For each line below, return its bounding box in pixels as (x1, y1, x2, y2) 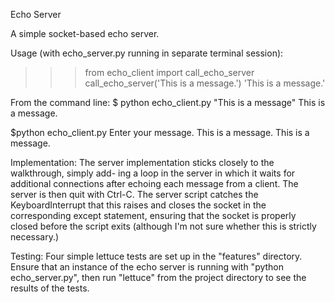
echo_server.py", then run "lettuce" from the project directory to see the (10, 272, 307, 283)
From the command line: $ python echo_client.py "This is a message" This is (10, 97, 326, 108)
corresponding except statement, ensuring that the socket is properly (10, 210, 297, 221)
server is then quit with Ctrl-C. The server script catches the (10, 189, 259, 200)
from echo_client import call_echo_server (84, 67, 255, 78)
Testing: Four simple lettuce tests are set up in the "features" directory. (10, 250, 303, 262)
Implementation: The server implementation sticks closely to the (10, 157, 275, 168)
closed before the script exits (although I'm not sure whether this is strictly (10, 220, 317, 232)
